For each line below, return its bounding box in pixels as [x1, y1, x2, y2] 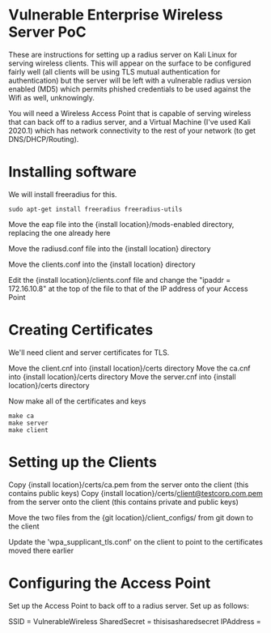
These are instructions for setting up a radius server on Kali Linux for [8, 49, 238, 59]
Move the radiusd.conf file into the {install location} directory [8, 243, 211, 253]
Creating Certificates [8, 321, 154, 340]
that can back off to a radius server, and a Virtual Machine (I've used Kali [8, 117, 251, 126]
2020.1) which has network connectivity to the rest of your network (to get [8, 126, 256, 135]
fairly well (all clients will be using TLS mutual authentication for [8, 66, 221, 76]
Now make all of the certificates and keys [8, 396, 147, 406]
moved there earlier [8, 545, 74, 555]
